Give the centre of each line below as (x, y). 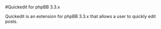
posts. (12, 22)
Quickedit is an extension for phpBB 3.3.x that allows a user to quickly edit (80, 16)
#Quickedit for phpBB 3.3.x (33, 7)
